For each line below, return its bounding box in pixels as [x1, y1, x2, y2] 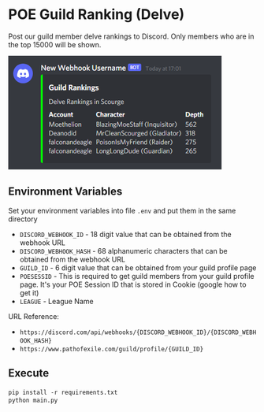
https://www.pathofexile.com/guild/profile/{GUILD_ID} [19, 345, 204, 353]
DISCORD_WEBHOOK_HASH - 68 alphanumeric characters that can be [19, 246, 228, 255]
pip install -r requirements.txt [8, 388, 118, 396]
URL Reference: [8, 311, 59, 321]
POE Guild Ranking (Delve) [8, 6, 185, 24]
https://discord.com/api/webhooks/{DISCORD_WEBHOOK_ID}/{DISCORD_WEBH [19, 328, 257, 336]
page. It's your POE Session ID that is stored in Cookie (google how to [19, 280, 247, 289]
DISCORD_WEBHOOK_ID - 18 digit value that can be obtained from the [19, 229, 232, 239]
